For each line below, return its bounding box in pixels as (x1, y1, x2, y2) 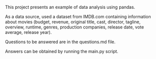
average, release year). (5, 29, 52, 35)
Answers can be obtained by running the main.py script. (5, 49, 119, 54)
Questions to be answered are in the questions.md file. (5, 39, 116, 45)
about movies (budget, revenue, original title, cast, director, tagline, (5, 19, 141, 25)
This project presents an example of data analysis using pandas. (5, 4, 135, 10)
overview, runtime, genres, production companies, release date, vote (5, 24, 144, 30)
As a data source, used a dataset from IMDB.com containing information (5, 14, 151, 19)
